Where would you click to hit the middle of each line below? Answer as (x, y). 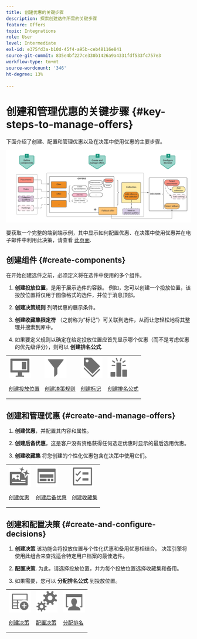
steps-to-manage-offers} (70, 124)
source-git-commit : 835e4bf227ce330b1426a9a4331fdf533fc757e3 (84, 56)
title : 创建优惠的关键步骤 (35, 12)
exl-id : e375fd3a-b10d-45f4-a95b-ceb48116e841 (64, 50)
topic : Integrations (31, 31)
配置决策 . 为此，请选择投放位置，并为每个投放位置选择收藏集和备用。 (98, 569)
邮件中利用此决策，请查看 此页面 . (51, 240)
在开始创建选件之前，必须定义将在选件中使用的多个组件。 (75, 275)
